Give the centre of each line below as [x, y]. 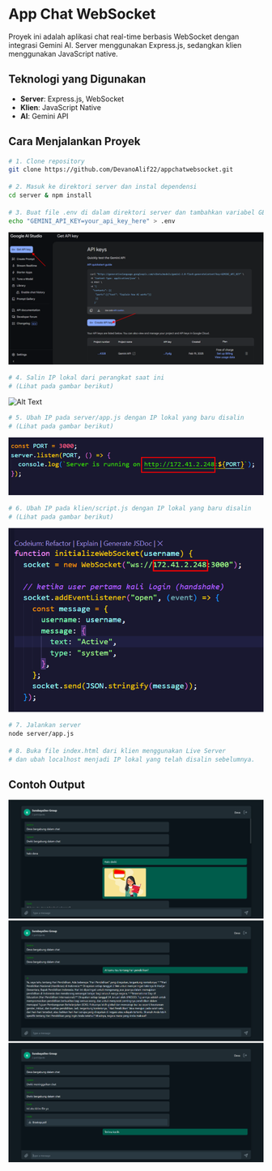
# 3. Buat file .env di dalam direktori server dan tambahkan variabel [132, 212]
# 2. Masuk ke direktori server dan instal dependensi [103, 187]
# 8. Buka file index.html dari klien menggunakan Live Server [117, 750]
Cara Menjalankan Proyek [74, 141]
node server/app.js [41, 733]
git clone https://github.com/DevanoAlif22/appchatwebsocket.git [121, 170]
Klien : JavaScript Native [60, 107]
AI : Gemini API [44, 116]
